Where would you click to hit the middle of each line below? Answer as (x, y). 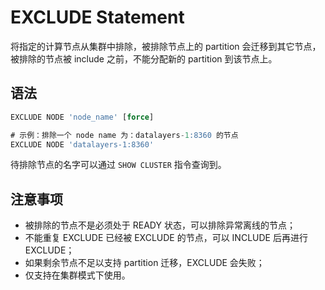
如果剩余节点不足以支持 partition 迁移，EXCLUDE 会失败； (144, 263)
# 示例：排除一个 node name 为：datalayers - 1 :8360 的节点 (124, 135)
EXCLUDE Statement (97, 17)
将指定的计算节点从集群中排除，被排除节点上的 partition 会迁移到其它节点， (166, 46)
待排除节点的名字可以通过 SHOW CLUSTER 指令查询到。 (118, 165)
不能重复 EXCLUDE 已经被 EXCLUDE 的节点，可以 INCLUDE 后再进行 (166, 238)
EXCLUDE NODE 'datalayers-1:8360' (82, 144)
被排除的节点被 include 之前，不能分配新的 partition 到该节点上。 (144, 58)
